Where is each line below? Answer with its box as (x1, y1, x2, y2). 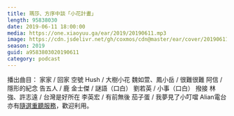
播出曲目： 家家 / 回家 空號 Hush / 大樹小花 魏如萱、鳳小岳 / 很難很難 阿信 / (7, 75, 223, 83)
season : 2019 (7, 42, 45, 49)
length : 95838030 (7, 17, 58, 24)
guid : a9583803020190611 (7, 49, 79, 56)
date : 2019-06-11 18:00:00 (7, 23, 86, 30)
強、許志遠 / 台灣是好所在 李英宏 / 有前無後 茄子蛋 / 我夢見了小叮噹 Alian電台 (7, 92, 227, 101)
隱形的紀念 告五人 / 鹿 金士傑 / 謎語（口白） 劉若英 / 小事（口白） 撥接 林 (7, 84, 216, 92)
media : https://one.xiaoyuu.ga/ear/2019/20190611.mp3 (7, 29, 167, 37)
